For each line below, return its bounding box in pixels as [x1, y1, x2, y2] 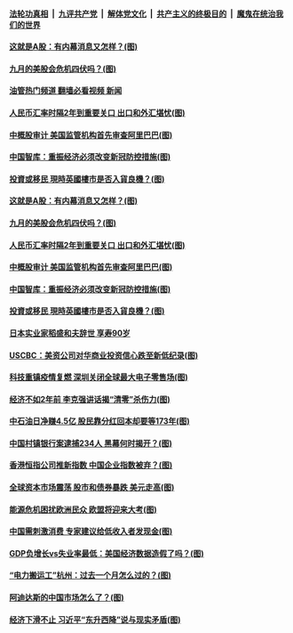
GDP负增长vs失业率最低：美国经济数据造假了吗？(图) [9, 548, 204, 558]
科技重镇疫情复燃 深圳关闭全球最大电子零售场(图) [9, 372, 188, 383]
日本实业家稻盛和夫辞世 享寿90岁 [9, 328, 131, 338]
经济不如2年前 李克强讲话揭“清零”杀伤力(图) [9, 394, 170, 404]
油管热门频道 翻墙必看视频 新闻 [9, 85, 123, 96]
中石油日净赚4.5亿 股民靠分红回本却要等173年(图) [9, 416, 191, 426]
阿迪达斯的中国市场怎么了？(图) [9, 592, 124, 603]
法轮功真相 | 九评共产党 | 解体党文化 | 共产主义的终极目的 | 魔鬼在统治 [9, 8, 276, 19]
